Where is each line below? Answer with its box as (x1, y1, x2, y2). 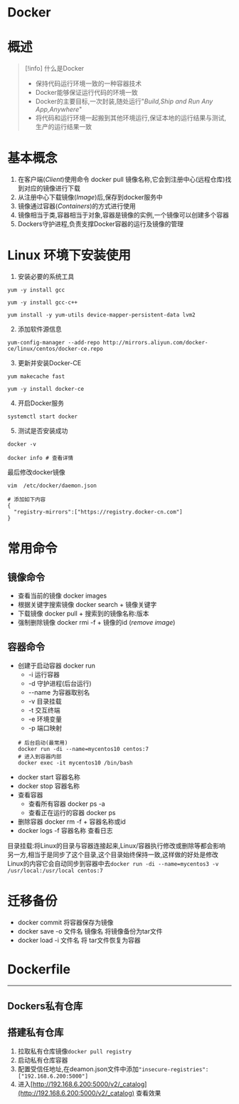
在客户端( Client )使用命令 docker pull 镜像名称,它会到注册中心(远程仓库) (17, 175, 225, 184)
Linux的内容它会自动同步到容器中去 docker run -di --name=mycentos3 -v (7, 859, 219, 867)
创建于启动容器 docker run (17, 661, 96, 670)
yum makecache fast (7, 373, 65, 380)
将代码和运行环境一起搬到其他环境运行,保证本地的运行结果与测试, (35, 113, 226, 122)
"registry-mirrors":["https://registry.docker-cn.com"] (14, 508, 183, 516)
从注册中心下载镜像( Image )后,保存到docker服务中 (17, 193, 164, 202)
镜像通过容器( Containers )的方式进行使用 (17, 202, 137, 210)
